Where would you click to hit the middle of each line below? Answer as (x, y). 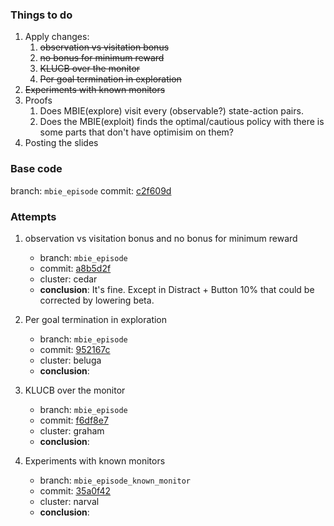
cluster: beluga (70, 360)
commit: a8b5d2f (75, 268)
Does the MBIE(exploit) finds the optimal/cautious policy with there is (182, 122)
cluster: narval (69, 501)
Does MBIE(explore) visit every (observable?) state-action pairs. (171, 111)
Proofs (38, 100)
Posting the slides (61, 143)
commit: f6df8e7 (74, 420)
